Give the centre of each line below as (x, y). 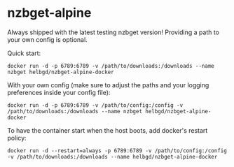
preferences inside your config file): (59, 92)
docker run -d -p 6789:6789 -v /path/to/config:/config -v (95, 105)
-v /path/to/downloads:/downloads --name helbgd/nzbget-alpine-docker (112, 157)
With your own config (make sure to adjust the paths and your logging (108, 85)
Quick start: (24, 53)
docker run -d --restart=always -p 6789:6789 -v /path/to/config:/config (117, 151)
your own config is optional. (47, 39)
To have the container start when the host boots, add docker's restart (108, 130)
